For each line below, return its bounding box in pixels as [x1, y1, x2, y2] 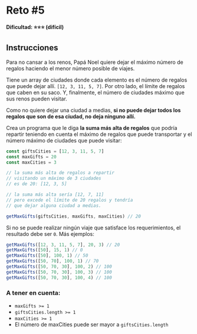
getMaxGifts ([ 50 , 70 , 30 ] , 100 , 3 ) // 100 [6, 269, 112, 275]
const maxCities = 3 [6, 159, 57, 166]
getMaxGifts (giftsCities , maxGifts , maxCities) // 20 [6, 213, 142, 219]
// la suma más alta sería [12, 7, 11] [6, 192, 104, 197]
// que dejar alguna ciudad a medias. [6, 202, 101, 209]
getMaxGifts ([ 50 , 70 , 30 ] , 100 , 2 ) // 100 [6, 264, 112, 270]
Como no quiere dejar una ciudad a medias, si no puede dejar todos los [6, 106, 181, 114]
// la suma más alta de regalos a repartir [6, 170, 115, 176]
